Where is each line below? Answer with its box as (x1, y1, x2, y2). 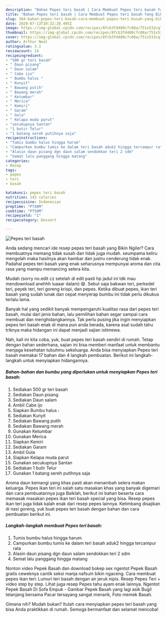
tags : (5, 168, 17, 172)
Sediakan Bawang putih (12, 417, 61, 424)
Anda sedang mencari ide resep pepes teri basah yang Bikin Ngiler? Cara (5, 245, 154, 251)
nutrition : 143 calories (5, 195, 57, 200)
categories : (5, 158, 30, 163)
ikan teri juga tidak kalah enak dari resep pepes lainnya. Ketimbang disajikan (5, 501, 161, 507)
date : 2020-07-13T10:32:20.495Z (5, 21, 72, 26)
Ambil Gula (12, 449, 35, 455)
